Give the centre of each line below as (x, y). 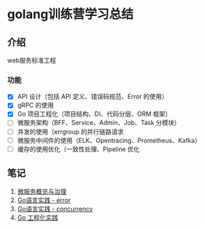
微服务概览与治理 (42, 191)
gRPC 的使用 (36, 105)
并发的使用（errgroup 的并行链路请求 (70, 131)
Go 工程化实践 (38, 218)
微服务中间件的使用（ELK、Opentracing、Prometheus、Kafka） (109, 140)
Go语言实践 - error (44, 200)
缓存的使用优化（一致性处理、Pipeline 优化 (78, 149)
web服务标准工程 (32, 60)
